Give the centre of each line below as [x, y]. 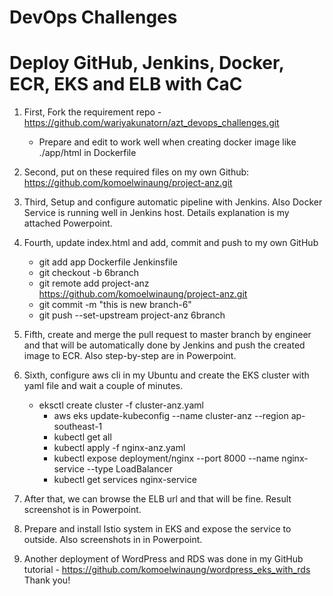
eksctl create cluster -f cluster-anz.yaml [121, 405]
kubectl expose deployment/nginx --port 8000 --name [166, 458]
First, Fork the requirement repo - [92, 112]
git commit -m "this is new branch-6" [115, 305]
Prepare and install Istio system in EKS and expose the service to [157, 529]
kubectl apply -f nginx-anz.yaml [119, 448]
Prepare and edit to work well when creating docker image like [167, 142]
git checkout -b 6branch [88, 273]
